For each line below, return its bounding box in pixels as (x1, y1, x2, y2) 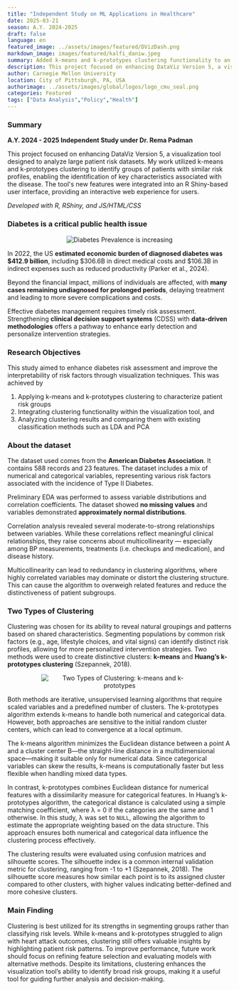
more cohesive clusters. (7, 888, 78, 896)
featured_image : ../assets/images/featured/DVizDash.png (7, 43, 180, 50)
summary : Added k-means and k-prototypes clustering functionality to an (7, 57, 231, 64)
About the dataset (7, 440, 71, 450)
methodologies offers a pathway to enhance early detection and (7, 321, 198, 331)
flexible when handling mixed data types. (7, 770, 128, 778)
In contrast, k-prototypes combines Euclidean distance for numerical (7, 783, 208, 792)
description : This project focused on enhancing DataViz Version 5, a (7, 63, 221, 70)
